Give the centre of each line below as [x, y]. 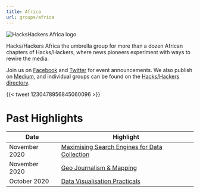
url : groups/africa [30, 17]
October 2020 [29, 181]
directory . [18, 83]
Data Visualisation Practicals [101, 181]
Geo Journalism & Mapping [99, 168]
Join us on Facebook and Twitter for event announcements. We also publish [99, 70]
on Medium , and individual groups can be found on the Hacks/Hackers [93, 76]
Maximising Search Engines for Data [112, 147]
